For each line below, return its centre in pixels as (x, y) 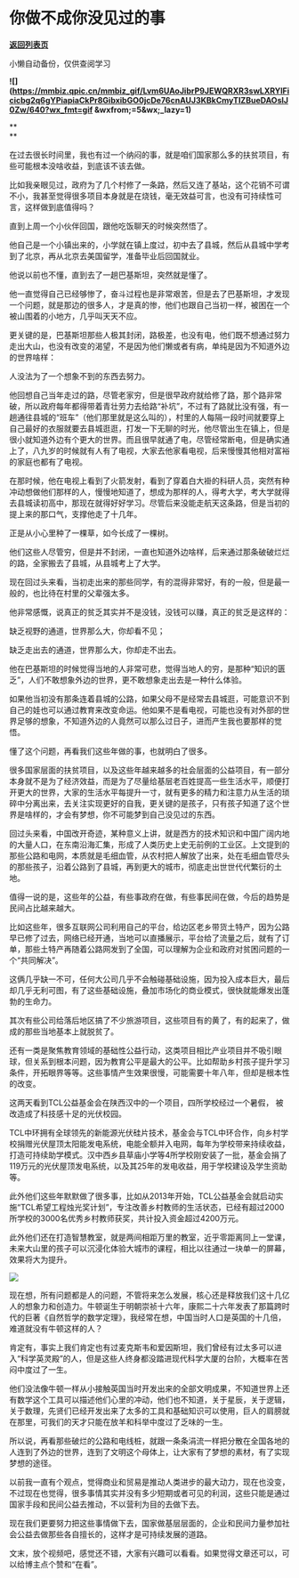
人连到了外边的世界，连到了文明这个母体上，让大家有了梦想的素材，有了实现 (149, 1452)
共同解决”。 (42, 960)
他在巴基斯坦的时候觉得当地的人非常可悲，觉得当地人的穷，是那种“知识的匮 (148, 668)
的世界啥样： (32, 357)
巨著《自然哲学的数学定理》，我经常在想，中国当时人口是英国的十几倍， (155, 1317)
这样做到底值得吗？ (60, 206)
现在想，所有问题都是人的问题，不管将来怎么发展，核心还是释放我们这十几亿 (149, 1295)
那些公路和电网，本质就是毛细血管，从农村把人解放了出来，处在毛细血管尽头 (149, 855)
